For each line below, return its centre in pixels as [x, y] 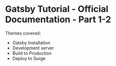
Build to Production [32, 53]
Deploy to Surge [29, 58]
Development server [33, 48]
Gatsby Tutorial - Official [57, 9]
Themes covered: [23, 33]
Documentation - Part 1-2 [58, 19]
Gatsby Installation [31, 42]
